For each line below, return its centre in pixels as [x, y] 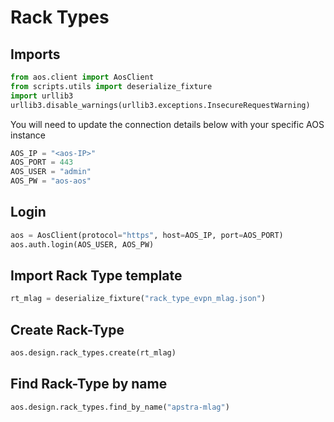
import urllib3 [42, 96]
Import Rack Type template [96, 275]
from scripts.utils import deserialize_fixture [111, 86]
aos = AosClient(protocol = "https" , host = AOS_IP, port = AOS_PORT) [147, 235]
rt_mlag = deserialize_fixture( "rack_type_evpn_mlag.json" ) [138, 299]
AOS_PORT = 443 [42, 162]
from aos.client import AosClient [82, 77]
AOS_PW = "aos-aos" [51, 181]
